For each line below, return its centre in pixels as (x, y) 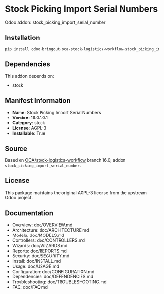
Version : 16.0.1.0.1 (30, 118)
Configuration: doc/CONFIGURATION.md (53, 271)
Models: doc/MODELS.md (38, 235)
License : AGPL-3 (29, 128)
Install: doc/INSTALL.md (36, 261)
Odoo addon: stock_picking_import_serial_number (55, 22)
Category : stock (29, 123)
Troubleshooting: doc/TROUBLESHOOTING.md (59, 282)
